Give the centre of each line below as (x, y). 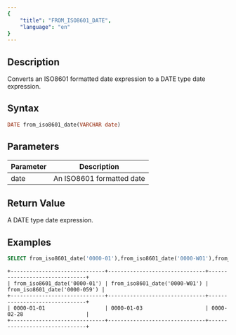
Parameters (33, 147)
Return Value (36, 203)
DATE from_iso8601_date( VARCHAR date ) (64, 125)
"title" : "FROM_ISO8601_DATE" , (66, 20)
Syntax (23, 109)
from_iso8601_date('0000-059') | (56, 290)
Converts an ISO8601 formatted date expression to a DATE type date (106, 79)
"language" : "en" (45, 27)
